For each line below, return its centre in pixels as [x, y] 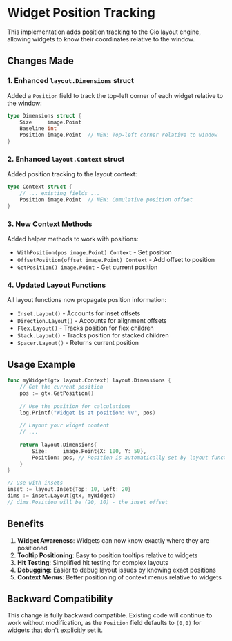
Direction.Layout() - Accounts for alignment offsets [92, 321]
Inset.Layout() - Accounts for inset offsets [79, 313]
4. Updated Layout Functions [57, 285]
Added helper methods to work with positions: [73, 239]
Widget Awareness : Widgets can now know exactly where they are [113, 540]
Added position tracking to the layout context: [72, 174]
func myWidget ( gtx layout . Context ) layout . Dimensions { [89, 381]
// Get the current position [61, 387]
